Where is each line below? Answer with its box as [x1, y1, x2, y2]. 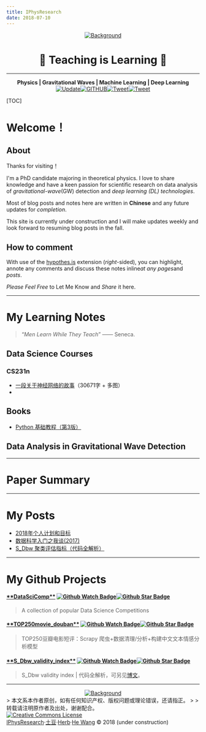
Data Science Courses [6, 349, 93, 359]
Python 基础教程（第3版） [15, 423, 82, 431]
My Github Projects [6, 572, 107, 586]
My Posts [6, 508, 55, 523]
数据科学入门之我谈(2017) [15, 537, 80, 545]
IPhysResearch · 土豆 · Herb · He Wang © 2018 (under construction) [6, 719, 169, 726]
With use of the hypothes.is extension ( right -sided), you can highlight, [6, 258, 183, 266]
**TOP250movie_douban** [6, 621, 80, 628]
